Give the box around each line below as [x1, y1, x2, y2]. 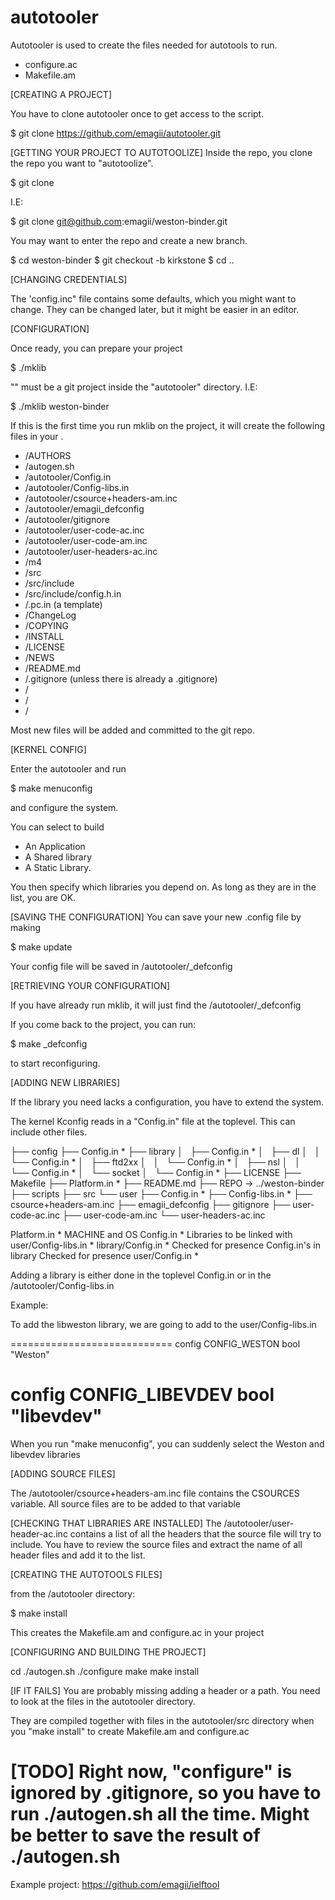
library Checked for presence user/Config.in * [10, 1249, 199, 1261]
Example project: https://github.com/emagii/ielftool [10, 1878, 220, 1890]
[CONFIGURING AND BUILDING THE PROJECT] [10, 1646, 207, 1658]
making [10, 921, 42, 933]
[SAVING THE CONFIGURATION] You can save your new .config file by [10, 911, 302, 923]
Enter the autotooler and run [10, 762, 127, 775]
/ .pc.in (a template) [24, 598, 103, 610]
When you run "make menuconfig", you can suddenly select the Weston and [10, 1437, 325, 1450]
